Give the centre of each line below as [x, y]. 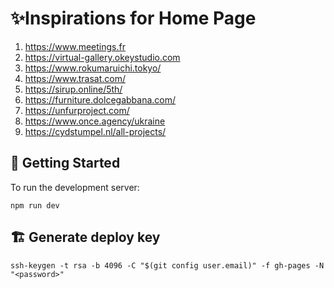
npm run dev [35, 205]
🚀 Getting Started [65, 163]
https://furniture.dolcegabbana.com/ [100, 99]
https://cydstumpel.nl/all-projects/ [95, 131]
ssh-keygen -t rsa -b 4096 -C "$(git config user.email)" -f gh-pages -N [167, 265]
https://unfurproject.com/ [77, 110]
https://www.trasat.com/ [75, 78]
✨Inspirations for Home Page [133, 18]
